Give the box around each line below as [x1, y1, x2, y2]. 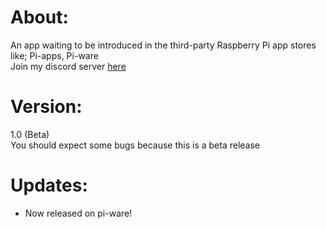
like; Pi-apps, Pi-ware [10, 49, 99, 61]
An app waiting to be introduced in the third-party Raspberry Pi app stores [10, 39, 317, 51]
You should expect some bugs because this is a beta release [10, 139, 261, 151]
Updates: [10, 174, 88, 197]
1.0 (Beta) [10, 128, 50, 140]
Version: [10, 96, 83, 118]
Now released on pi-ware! [24, 207, 133, 219]
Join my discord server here [10, 60, 127, 72]
